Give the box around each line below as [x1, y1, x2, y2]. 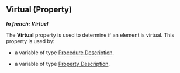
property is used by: [6, 37, 55, 44]
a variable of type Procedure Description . [14, 49, 115, 56]
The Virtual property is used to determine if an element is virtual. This [6, 32, 175, 39]
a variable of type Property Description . [14, 60, 110, 67]
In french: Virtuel [6, 20, 49, 27]
